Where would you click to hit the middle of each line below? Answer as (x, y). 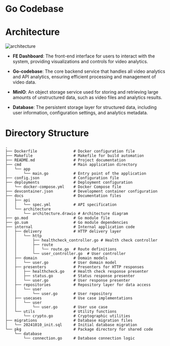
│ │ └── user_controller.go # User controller (65, 254)
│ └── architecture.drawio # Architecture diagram (67, 214)
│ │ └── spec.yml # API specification (61, 205)
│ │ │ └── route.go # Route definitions (61, 249)
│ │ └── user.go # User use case (57, 307)
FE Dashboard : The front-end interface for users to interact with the (84, 56)
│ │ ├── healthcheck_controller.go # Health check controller (81, 240)
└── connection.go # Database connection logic (79, 338)
